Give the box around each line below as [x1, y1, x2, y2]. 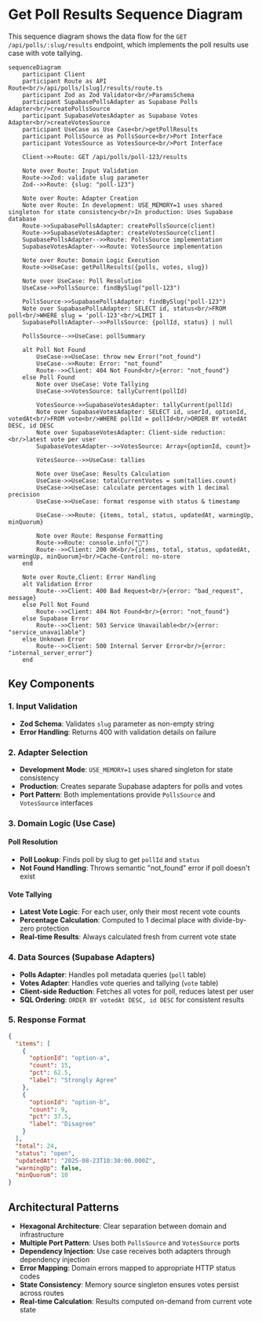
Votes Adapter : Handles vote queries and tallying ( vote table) [19, 978, 219, 987]
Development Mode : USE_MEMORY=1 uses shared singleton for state [19, 764, 234, 774]
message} [8, 594, 37, 601]
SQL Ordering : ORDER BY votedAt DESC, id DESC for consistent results [19, 994, 245, 1005]
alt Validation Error [22, 580, 93, 588]
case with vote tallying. [8, 48, 83, 57]
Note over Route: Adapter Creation [22, 194, 139, 202]
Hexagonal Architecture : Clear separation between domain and [19, 1222, 227, 1231]
